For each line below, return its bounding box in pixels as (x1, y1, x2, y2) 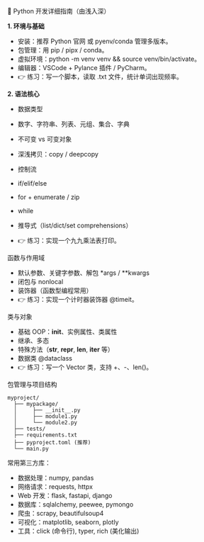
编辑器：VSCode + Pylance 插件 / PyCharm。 (17, 64, 151, 72)
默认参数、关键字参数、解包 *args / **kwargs (17, 269, 150, 277)
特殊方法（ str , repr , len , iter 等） (17, 345, 115, 354)
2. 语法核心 (7, 90, 40, 98)
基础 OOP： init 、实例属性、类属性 (17, 327, 118, 336)
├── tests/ (13, 425, 46, 432)
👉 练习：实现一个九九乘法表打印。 (17, 237, 120, 244)
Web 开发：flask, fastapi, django (17, 492, 113, 499)
